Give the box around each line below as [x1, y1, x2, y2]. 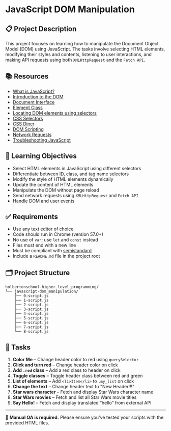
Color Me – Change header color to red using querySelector [12, 357, 139, 363]
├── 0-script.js [14, 293, 49, 299]
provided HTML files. [5, 420, 49, 426]
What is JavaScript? [12, 88, 55, 94]
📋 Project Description [5, 24, 77, 33]
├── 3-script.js [14, 307, 49, 312]
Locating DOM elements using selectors [12, 110, 97, 116]
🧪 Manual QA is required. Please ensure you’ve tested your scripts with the [5, 414, 164, 421]
